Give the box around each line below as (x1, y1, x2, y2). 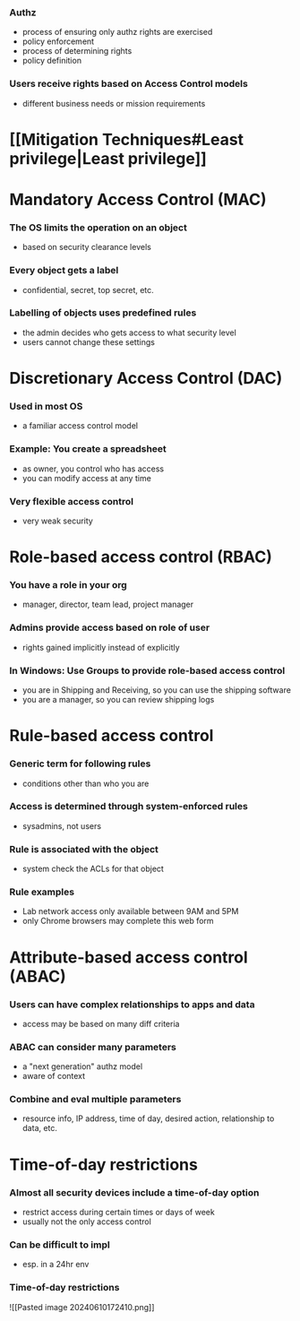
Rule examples (9, 885, 74, 898)
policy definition (21, 56, 82, 66)
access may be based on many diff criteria (21, 1018, 180, 1029)
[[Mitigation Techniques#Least (9, 129, 244, 150)
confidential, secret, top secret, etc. (21, 284, 154, 295)
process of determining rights (21, 46, 133, 56)
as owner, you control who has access (21, 463, 164, 474)
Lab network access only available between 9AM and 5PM (21, 906, 239, 917)
